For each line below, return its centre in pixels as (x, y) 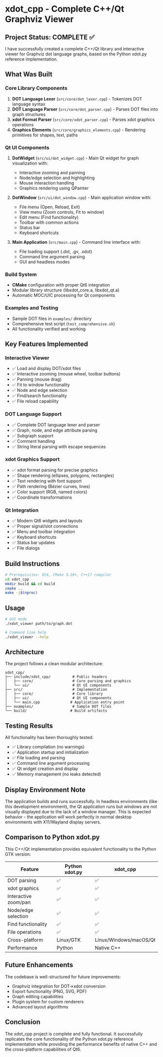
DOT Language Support (33, 414)
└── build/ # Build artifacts (56, 711)
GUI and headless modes (44, 262)
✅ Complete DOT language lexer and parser (56, 425)
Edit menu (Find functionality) (49, 217)
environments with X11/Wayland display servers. (53, 822)
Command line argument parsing (52, 256)
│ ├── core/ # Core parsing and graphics (68, 681)
